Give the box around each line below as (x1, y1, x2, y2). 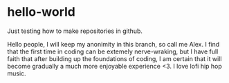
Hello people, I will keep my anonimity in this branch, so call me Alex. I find (7, 40, 220, 48)
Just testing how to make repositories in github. (7, 27, 143, 35)
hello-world (7, 4, 76, 20)
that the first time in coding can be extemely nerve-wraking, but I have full (7, 47, 219, 56)
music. (7, 69, 26, 78)
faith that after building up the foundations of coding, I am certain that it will (7, 54, 222, 62)
